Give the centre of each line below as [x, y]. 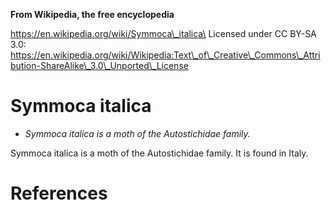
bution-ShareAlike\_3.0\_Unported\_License [99, 65]
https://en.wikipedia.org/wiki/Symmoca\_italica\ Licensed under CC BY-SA [163, 33]
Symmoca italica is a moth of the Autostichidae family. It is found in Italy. [159, 153]
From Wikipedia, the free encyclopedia [92, 14]
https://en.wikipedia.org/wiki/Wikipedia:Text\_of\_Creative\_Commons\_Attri [165, 55]
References [59, 193]
